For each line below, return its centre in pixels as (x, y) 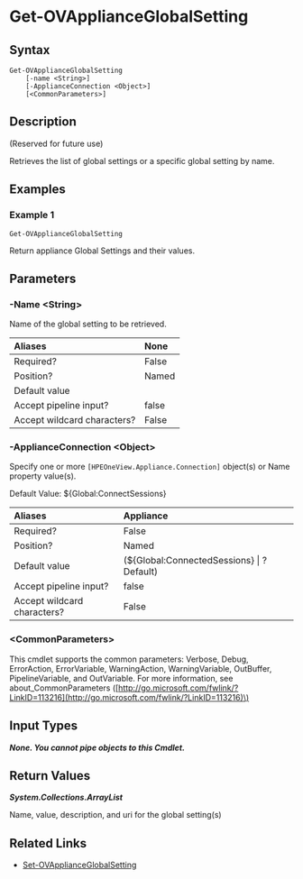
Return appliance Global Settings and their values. (102, 251)
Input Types (44, 726)
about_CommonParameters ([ (64, 688)
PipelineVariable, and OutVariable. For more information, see (121, 678)
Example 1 (32, 215)
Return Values (50, 776)
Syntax (30, 50)
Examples (37, 190)
